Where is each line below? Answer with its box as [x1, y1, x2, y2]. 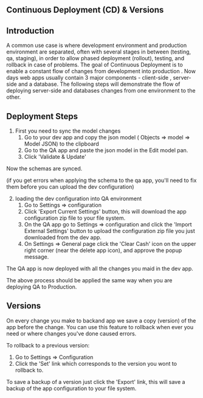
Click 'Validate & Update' [24, 153, 86, 161]
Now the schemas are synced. [6, 165, 83, 172]
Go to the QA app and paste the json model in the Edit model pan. [24, 147, 188, 154]
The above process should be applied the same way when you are [6, 277, 173, 284]
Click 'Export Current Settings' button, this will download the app [24, 208, 187, 215]
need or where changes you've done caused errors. [6, 330, 137, 337]
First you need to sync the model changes [15, 127, 121, 134]
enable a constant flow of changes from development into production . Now [6, 68, 196, 75]
